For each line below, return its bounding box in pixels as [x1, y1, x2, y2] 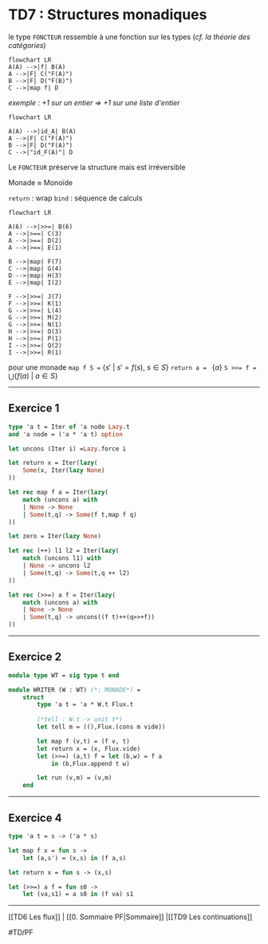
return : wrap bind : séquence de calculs [8, 193, 143, 203]
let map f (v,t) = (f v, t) [37, 737, 130, 745]
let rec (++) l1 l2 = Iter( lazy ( [8, 547, 120, 555]
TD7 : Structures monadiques [8, 6, 207, 24]
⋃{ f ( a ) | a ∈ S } [8, 371, 58, 380]
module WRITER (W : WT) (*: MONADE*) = [8, 685, 141, 694]
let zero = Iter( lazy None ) [8, 533, 102, 541]
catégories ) [8, 40, 46, 50]
